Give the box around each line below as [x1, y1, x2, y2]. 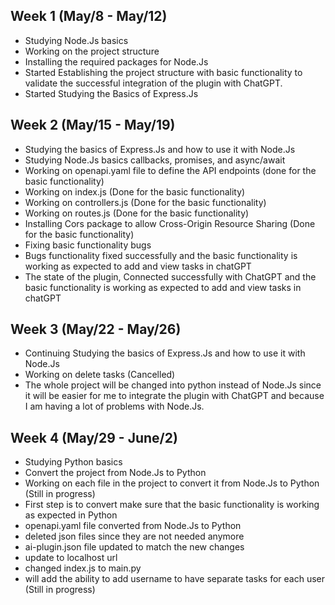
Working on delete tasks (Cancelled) [24, 369, 176, 381]
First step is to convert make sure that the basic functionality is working [24, 499, 320, 511]
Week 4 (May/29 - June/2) [10, 429, 178, 446]
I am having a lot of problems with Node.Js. [24, 400, 205, 413]
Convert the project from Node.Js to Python [24, 467, 207, 479]
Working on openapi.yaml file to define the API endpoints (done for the [24, 164, 317, 176]
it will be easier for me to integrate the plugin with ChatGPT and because [24, 390, 325, 402]
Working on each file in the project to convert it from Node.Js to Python [24, 477, 320, 489]
